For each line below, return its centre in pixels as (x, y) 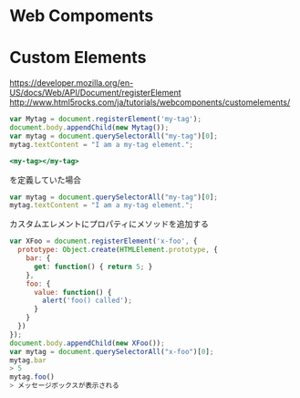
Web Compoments (82, 16)
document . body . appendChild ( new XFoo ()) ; (88, 343)
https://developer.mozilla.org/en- (72, 83)
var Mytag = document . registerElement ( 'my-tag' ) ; (106, 120)
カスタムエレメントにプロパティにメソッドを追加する (109, 224)
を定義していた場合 (46, 180)
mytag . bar (28, 360)
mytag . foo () (32, 377)
